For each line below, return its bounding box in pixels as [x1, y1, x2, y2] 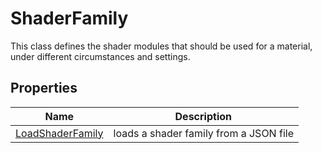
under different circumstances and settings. [10, 50, 191, 62]
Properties [10, 80, 78, 97]
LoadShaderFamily [15, 126, 104, 140]
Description [174, 109, 232, 123]
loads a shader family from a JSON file [113, 126, 294, 140]
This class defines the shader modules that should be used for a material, [10, 40, 313, 52]
